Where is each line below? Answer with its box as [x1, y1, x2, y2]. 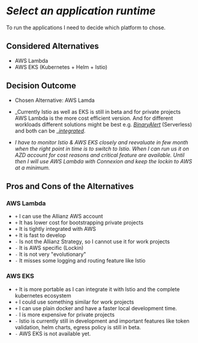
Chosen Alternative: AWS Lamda [14, 97, 95, 104]
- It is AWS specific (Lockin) [14, 245, 84, 252]
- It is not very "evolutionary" [14, 251, 86, 258]
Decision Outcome [6, 81, 76, 91]
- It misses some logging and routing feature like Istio [14, 257, 146, 264]
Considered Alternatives [6, 41, 99, 51]
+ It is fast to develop [14, 231, 67, 239]
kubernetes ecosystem [14, 292, 71, 299]
